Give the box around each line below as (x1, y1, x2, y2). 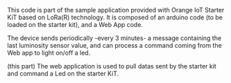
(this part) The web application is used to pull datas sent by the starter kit (7, 62, 216, 70)
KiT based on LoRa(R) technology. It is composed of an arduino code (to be (7, 13, 223, 21)
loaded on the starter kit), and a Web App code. (7, 21, 144, 28)
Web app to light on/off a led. (7, 48, 91, 57)
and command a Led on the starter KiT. (7, 69, 119, 77)
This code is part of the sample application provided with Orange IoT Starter (7, 6, 225, 14)
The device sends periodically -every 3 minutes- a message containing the (7, 34, 222, 42)
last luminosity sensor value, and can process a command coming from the (7, 41, 222, 49)
